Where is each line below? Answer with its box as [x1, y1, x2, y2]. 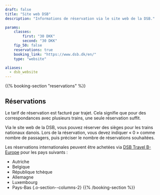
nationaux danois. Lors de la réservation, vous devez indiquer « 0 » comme [5, 130, 155, 135]
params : [5, 25, 21, 30]
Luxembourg [12, 179, 38, 185]
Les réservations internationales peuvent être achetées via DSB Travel [5, 144, 145, 150]
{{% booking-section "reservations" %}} [5, 83, 86, 89]
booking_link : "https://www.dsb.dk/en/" [14, 52, 96, 57]
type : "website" [14, 56, 47, 61]
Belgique [12, 163, 30, 170]
